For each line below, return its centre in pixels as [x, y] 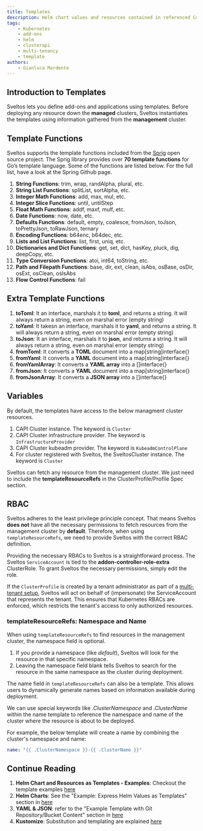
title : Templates [29, 12]
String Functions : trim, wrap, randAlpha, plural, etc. [80, 184]
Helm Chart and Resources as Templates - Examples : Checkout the [101, 783]
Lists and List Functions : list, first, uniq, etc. [70, 241]
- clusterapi [34, 46]
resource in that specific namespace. [61, 659]
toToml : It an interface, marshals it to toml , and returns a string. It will [101, 313]
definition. [19, 544]
